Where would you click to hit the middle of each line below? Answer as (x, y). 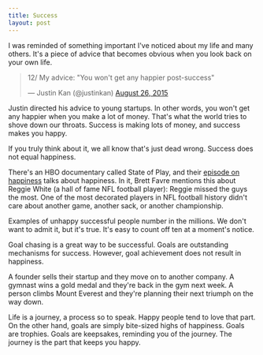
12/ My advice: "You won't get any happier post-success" (121, 77)
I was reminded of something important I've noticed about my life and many (131, 45)
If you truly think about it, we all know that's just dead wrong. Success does (131, 148)
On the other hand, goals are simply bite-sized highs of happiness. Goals (126, 325)
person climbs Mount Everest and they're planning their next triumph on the (131, 293)
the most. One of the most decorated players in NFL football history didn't (128, 197)
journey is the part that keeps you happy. (75, 342)
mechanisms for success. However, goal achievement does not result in (125, 252)
